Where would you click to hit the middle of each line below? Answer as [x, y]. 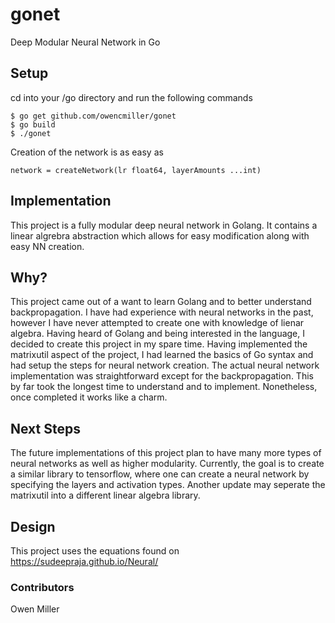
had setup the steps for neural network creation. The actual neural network [165, 365]
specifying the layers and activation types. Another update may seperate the [168, 485]
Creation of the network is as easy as [87, 152]
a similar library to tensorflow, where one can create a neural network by [160, 474]
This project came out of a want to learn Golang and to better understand [161, 302]
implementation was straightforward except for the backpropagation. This [162, 376]
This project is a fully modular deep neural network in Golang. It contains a [164, 225]
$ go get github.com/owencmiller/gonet [93, 116]
